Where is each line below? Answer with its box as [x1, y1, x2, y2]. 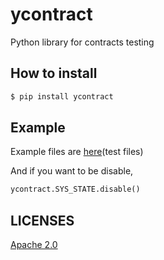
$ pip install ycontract [10, 91, 114, 102]
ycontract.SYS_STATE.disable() [10, 184, 141, 195]
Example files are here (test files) [10, 146, 144, 158]
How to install [10, 65, 98, 82]
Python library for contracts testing [10, 36, 155, 48]
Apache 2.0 [10, 239, 58, 251]
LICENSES [10, 212, 75, 229]
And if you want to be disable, [10, 165, 134, 177]
